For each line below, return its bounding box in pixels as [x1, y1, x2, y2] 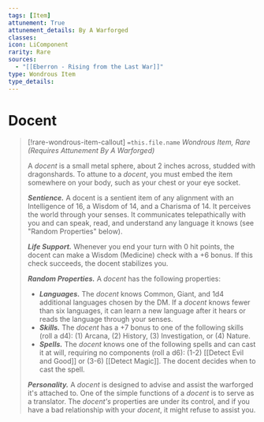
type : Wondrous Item [8, 70, 76, 78]
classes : [8, 33, 37, 42]
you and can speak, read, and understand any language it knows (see [27, 218, 255, 228]
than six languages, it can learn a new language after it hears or [39, 306, 246, 316]
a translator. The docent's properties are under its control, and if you [27, 397, 251, 406]
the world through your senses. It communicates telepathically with [27, 210, 246, 219]
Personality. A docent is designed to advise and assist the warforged [27, 380, 254, 390]
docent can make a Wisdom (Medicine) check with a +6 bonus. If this [27, 250, 254, 260]
